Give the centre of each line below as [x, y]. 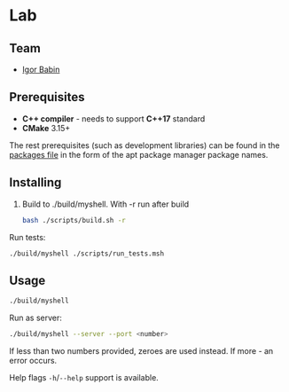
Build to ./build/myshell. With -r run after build [105, 204]
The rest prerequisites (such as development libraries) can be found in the [145, 145]
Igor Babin [41, 69]
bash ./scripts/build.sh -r [74, 220]
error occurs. [33, 361]
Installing [35, 183]
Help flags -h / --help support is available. [84, 378]
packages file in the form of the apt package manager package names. [139, 154]
